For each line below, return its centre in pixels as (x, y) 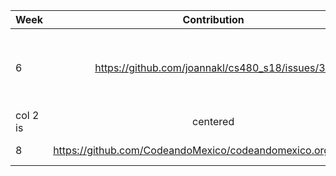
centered (213, 121)
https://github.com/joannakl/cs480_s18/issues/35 (213, 67)
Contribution (213, 19)
